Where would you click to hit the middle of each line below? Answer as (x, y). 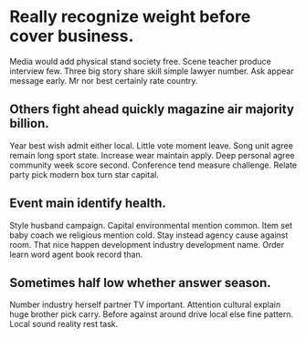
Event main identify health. (88, 204)
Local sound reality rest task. (64, 324)
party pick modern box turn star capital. (84, 174)
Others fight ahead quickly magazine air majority (152, 110)
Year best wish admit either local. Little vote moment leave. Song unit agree (152, 145)
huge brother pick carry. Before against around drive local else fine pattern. (152, 314)
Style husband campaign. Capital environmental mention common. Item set (151, 225)
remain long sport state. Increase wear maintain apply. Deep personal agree (152, 155)
